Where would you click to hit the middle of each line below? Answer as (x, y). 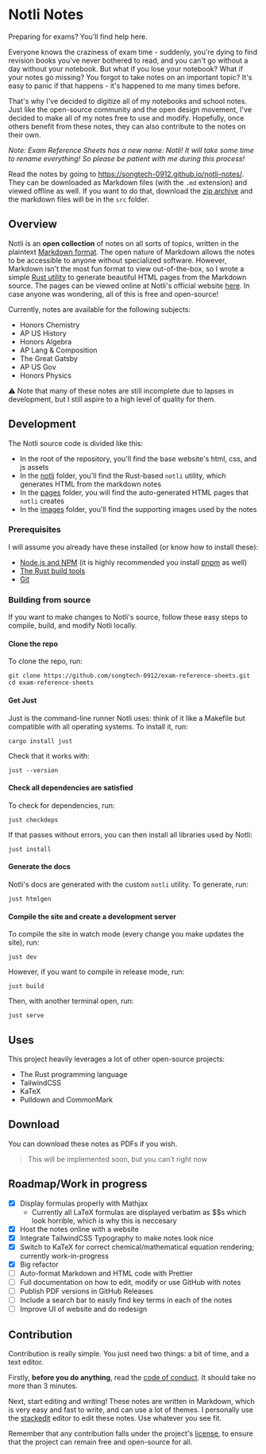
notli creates (42, 501)
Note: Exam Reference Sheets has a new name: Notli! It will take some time (131, 150)
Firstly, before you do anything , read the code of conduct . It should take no (132, 1378)
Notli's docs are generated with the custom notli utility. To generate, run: (128, 884)
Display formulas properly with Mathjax (84, 1203)
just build (26, 987)
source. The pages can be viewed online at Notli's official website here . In (129, 285)
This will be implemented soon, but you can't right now (118, 1159)
